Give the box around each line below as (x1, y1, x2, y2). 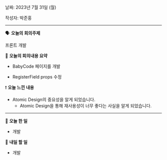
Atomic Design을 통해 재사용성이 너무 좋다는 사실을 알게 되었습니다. (19, 103, 152, 108)
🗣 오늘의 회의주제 (5, 30, 41, 36)
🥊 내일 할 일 (5, 139, 28, 145)
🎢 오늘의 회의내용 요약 (5, 53, 48, 59)
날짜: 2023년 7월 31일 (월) (5, 4, 57, 10)
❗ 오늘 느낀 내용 (5, 84, 34, 90)
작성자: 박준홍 (5, 15, 32, 21)
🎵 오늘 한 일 (5, 118, 28, 124)
